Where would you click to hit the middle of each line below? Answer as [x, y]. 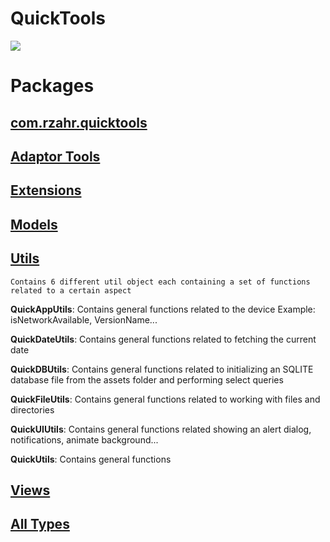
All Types [40, 524]
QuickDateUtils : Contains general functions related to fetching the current [163, 339]
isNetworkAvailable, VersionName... [84, 319]
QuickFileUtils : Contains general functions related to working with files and [165, 399]
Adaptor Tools [55, 156]
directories [32, 409]
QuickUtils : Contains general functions [91, 459]
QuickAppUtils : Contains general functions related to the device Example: [163, 309]
